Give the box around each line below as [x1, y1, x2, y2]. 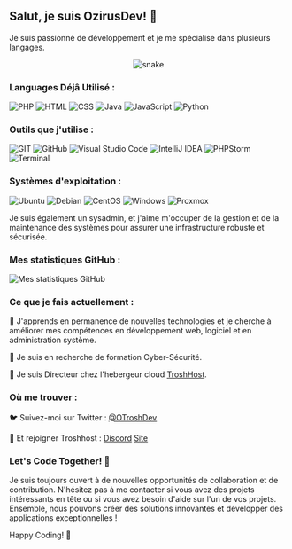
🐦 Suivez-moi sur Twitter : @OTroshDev [9, 412, 158, 422]
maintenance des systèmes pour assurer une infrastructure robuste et [9, 222, 265, 232]
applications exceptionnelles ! [9, 512, 118, 523]
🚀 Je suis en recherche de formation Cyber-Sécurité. [9, 352, 202, 363]
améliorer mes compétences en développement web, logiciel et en [9, 325, 252, 336]
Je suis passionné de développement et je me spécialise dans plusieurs [9, 32, 271, 43]
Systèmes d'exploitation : [9, 175, 122, 187]
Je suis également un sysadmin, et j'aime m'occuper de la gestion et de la [9, 212, 280, 223]
